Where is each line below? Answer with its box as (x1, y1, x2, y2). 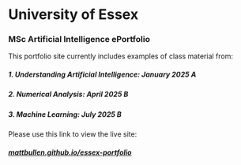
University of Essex (8, 6, 139, 24)
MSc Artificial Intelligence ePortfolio (8, 34, 150, 45)
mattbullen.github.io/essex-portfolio (8, 148, 132, 157)
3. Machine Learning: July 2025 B (8, 109, 122, 119)
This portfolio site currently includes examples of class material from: (8, 51, 233, 61)
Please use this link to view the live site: (8, 129, 137, 139)
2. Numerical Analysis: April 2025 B (8, 89, 129, 99)
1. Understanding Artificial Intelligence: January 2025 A (8, 69, 197, 80)
